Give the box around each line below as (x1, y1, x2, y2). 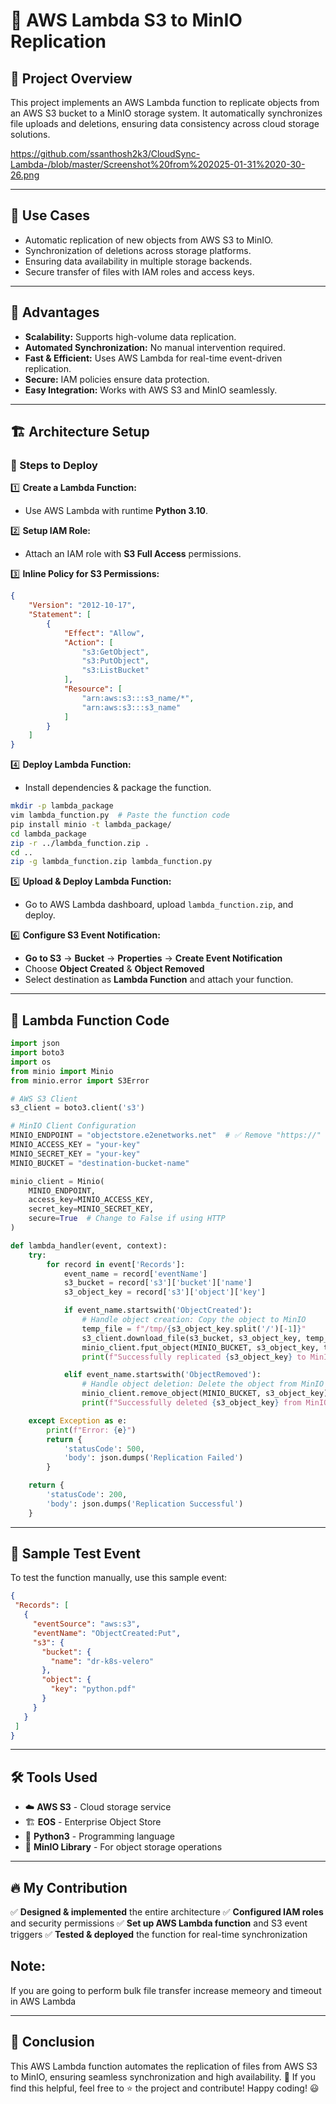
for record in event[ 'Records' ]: (46, 1259, 186, 1269)
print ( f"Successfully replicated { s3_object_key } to (81, 1352, 307, 1362)
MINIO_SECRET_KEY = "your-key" (10, 1149, 141, 1159)
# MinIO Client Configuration (10, 1121, 137, 1131)
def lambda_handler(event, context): (10, 1240, 168, 1251)
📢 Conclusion (10, 2034, 95, 2051)
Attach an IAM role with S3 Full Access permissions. (24, 548, 242, 560)
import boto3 (10, 1048, 65, 1058)
